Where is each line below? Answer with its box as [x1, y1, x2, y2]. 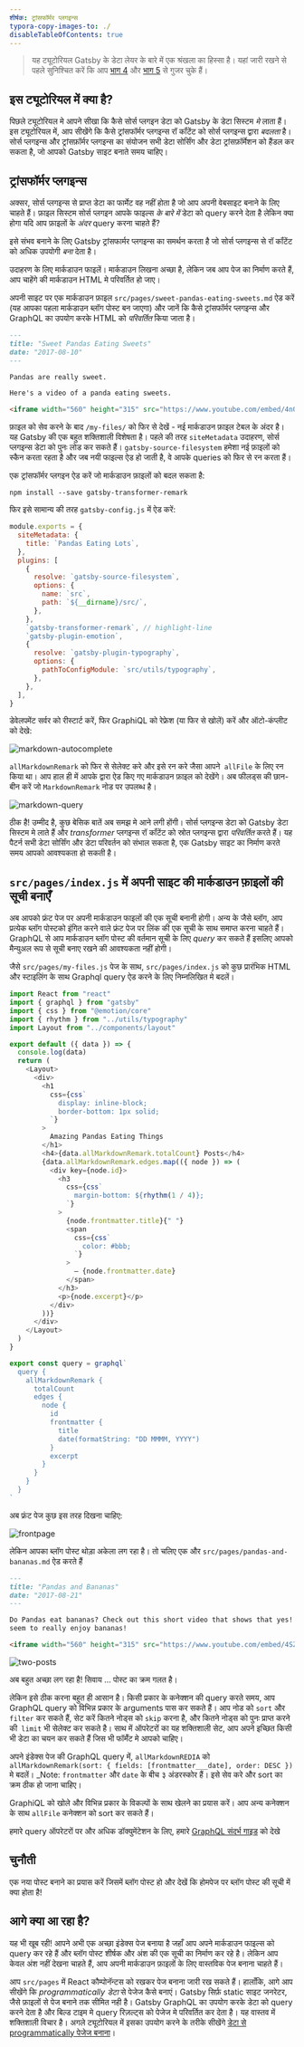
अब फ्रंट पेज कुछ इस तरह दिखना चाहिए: [9, 1509, 123, 1521]
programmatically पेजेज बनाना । [9, 2027, 116, 2038]
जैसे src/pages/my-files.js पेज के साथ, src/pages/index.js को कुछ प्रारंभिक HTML [9, 961, 291, 972]
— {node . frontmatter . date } [73, 1267, 176, 1277]
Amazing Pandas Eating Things [49, 1133, 165, 1142]
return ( [17, 1057, 51, 1066]
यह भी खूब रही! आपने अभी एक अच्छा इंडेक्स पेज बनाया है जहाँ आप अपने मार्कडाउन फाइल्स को [9, 1937, 275, 1948]
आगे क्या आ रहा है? [9, 1914, 90, 1929]
